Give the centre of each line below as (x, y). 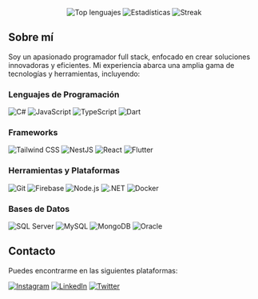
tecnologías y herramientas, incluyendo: (74, 74)
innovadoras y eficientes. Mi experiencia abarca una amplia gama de (121, 65)
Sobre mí (31, 37)
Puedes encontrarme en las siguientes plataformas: (93, 270)
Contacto (32, 251)
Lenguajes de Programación (64, 94)
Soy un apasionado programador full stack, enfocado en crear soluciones (129, 57)
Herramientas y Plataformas (64, 170)
